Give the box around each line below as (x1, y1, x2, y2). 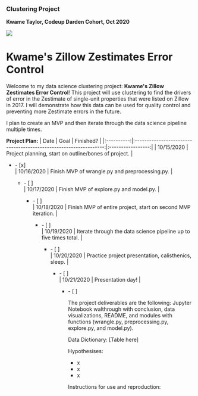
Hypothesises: (68, 348, 103, 355)
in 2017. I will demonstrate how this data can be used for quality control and (6, 102, 191, 109)
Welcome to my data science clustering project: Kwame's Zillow (6, 83, 165, 90)
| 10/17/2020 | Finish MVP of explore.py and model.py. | (23, 186, 160, 193)
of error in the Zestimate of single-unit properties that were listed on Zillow (6, 95, 189, 102)
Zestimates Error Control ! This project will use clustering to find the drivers (6, 89, 191, 96)
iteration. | (32, 210, 58, 217)
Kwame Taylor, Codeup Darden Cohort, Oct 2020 (6, 18, 130, 26)
